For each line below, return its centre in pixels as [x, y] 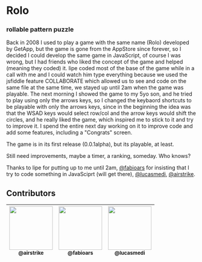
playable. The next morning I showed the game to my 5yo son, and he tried [99, 94]
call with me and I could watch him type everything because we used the [97, 75]
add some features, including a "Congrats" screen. [69, 133]
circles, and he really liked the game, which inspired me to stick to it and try [100, 120]
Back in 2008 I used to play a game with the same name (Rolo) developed [98, 42]
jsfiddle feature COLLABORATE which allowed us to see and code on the [96, 81]
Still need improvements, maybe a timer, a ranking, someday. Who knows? [99, 156]
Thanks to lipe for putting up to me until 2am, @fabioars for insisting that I [98, 168]
